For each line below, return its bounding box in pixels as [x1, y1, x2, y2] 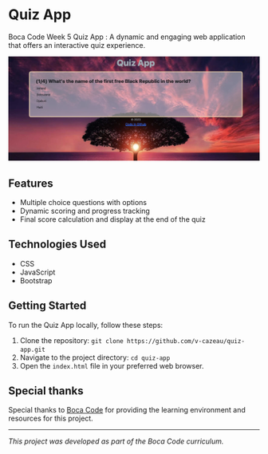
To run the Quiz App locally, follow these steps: [8, 320, 164, 330]
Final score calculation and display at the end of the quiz [19, 214, 206, 224]
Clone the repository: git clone [19, 335, 124, 345]
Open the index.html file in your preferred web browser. [19, 361, 205, 370]
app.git [19, 345, 45, 353]
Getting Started [8, 299, 87, 313]
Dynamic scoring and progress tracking [19, 206, 150, 215]
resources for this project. [8, 413, 93, 424]
